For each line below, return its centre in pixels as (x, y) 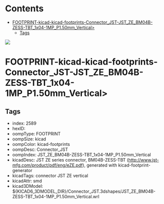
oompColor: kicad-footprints (41, 144)
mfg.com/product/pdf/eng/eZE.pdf (47, 165)
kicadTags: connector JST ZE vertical (50, 175)
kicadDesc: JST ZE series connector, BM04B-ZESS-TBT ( (70, 160)
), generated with (100, 165)
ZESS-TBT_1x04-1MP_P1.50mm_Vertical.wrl (56, 196)
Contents (25, 9)
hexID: (19, 128)
